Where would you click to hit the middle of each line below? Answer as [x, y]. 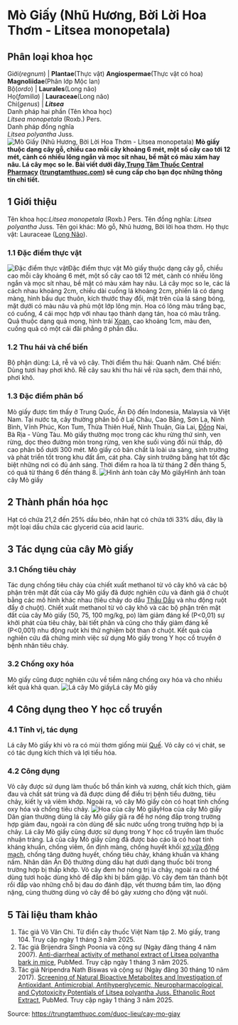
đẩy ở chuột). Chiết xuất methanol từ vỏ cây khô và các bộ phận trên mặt [114, 608]
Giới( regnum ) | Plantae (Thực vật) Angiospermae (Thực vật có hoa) [106, 74]
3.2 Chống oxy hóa [41, 664]
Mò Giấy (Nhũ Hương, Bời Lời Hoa [107, 15]
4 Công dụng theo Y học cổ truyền [85, 709]
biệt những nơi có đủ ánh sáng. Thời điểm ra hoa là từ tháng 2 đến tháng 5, [117, 464]
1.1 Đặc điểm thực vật [44, 253]
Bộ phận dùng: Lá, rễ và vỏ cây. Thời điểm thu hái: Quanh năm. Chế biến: [114, 362]
